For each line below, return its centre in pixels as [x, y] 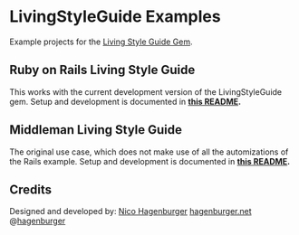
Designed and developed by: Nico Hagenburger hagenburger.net [130, 211]
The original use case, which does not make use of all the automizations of [149, 152]
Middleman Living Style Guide [96, 130]
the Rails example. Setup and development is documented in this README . [150, 161]
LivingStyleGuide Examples [115, 17]
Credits [31, 189]
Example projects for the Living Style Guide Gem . [101, 42]
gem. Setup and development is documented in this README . [125, 101]
